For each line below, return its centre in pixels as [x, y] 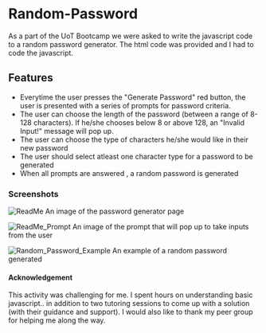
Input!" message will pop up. [66, 131]
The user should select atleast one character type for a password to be [136, 156]
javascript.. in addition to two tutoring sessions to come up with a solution [129, 304]
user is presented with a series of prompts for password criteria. [125, 105]
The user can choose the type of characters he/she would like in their [134, 139]
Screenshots [33, 194]
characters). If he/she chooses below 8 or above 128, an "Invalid [139, 122]
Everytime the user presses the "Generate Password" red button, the [133, 97]
